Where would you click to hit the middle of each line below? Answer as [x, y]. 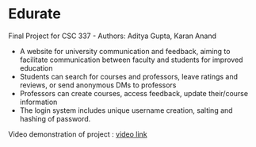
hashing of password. [55, 118]
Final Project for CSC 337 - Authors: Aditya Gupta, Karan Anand [112, 36]
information [38, 102]
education [36, 68]
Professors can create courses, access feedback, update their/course [134, 93]
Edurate [35, 14]
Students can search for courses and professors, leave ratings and [129, 76]
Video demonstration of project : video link [78, 134]
